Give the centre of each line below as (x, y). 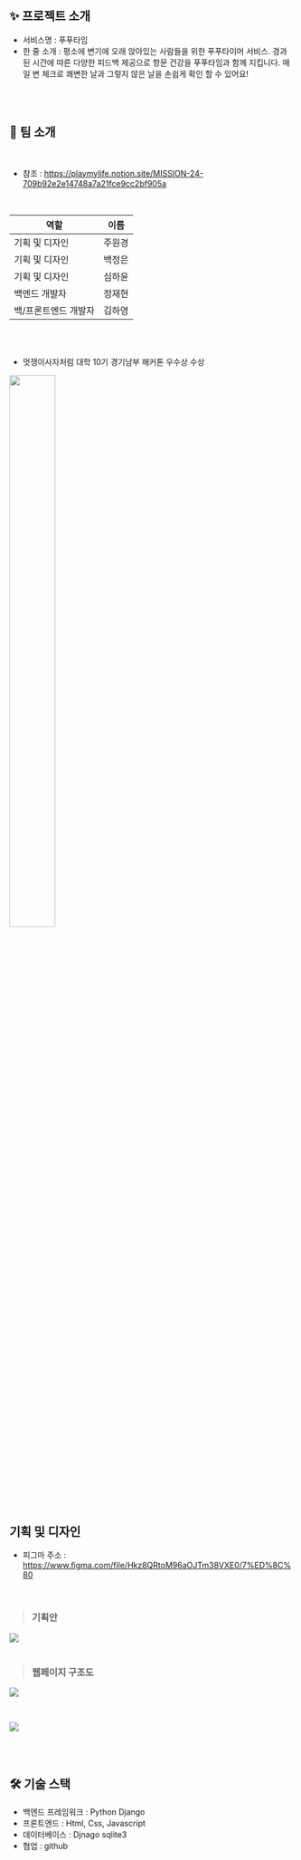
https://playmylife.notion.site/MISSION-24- (124, 173)
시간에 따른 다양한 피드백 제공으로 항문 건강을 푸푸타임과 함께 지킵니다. (156, 62)
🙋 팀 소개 (33, 133)
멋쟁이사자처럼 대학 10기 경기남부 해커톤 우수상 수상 (113, 361)
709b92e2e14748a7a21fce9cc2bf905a (94, 183)
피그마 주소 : (44, 1555)
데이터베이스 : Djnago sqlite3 (75, 1834)
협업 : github (45, 1846)
